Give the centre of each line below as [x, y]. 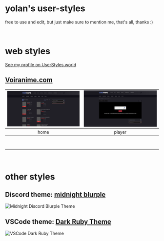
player [120, 132]
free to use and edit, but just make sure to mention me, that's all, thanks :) [79, 22]
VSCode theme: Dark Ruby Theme [58, 222]
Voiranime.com [29, 80]
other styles [30, 177]
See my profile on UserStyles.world [41, 64]
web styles [28, 51]
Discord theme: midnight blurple [55, 195]
